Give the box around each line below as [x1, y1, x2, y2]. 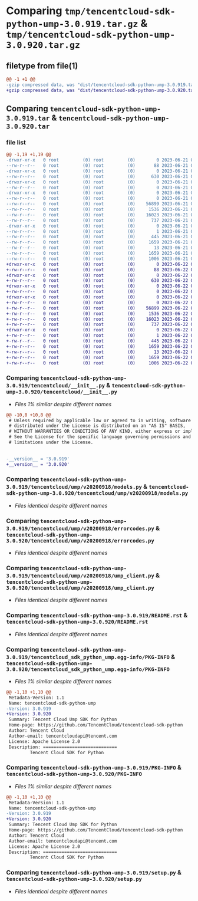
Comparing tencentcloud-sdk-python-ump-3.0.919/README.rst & [6, 611, 188, 620]
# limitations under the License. [8, 439, 94, 446]
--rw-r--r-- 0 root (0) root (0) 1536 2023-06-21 [6, 206, 189, 213]
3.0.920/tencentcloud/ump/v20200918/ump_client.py [6, 585, 154, 591]
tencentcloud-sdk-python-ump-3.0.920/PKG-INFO [6, 771, 143, 778]
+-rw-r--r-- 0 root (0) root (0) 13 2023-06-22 [6, 349, 189, 355]
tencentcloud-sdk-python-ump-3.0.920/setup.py [6, 876, 143, 883]
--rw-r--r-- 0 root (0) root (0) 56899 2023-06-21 [6, 201, 189, 207]
